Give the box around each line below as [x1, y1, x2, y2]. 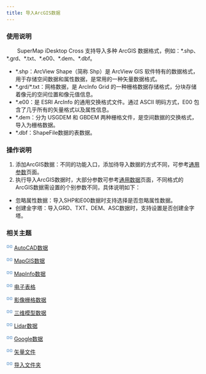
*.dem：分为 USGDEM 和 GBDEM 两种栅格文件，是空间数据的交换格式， [15, 113, 197, 121]
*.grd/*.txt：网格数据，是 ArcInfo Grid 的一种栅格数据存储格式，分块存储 [15, 83, 197, 90]
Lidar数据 [13, 322, 38, 329]
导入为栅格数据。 [15, 121, 59, 129]
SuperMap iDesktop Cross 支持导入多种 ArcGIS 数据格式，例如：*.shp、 [17, 47, 199, 54]
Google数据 [13, 335, 44, 342]
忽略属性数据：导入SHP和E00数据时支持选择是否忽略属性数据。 [15, 196, 177, 204]
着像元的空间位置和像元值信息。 [15, 91, 96, 98]
